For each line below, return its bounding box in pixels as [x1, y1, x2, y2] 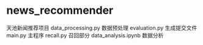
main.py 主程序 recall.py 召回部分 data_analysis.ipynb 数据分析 [6, 31, 164, 39]
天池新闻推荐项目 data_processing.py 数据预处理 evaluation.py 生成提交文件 [6, 24, 197, 31]
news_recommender [6, 4, 114, 17]
